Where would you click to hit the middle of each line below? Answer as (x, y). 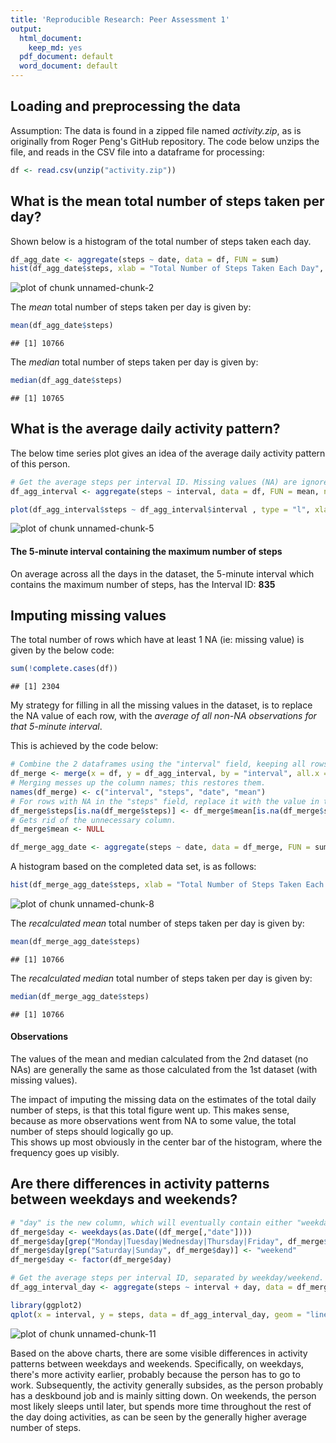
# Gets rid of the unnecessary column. (93, 820)
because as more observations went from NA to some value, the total (153, 1121)
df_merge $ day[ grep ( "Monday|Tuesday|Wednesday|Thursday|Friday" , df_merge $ (169, 1241)
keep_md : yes (55, 47)
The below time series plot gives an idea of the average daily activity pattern (168, 453)
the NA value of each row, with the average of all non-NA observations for (163, 716)
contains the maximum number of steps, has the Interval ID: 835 (143, 584)
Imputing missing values (88, 616)
